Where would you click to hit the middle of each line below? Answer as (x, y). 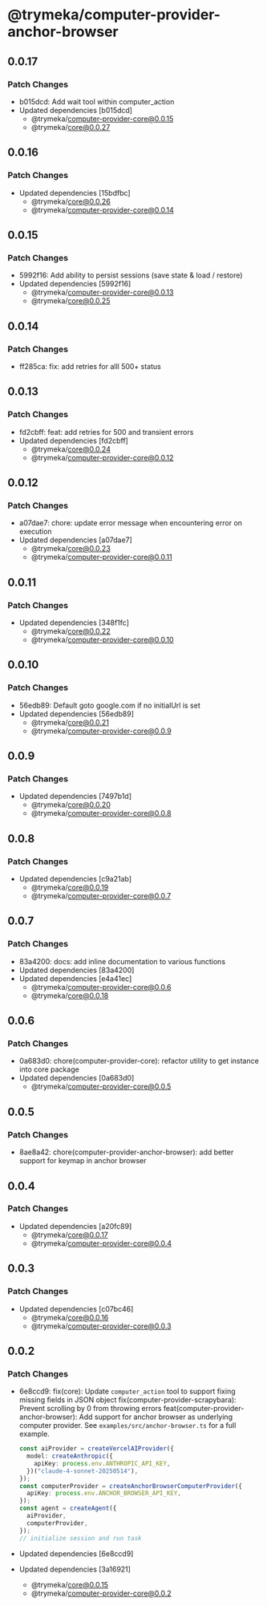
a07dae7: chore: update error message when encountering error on (130, 523)
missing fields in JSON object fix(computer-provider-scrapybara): (128, 1400)
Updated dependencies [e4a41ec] (75, 978)
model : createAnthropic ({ (70, 1456)
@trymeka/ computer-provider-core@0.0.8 (101, 813)
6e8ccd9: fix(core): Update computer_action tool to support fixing (127, 1391)
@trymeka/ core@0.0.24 (71, 449)
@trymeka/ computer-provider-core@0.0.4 (101, 1243)
